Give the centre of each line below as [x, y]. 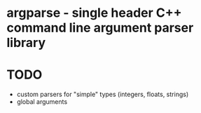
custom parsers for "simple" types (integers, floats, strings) [103, 94]
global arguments [42, 102]
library [26, 43]
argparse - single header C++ [94, 13]
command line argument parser [100, 28]
